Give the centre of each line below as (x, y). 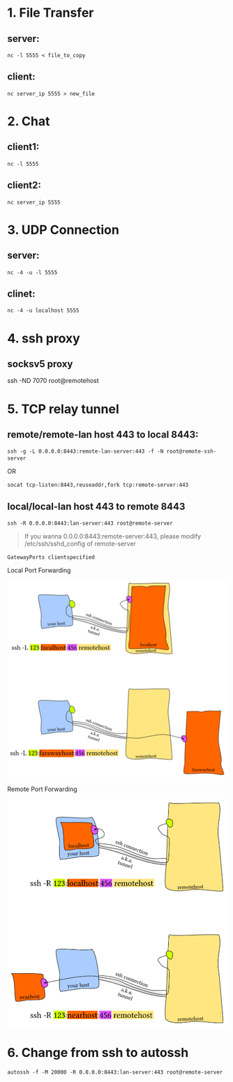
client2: (24, 185)
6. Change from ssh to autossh (98, 1053)
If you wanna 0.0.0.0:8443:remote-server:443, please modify (112, 536)
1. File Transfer (51, 13)
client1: (23, 147)
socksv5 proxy (40, 364)
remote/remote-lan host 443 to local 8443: (103, 435)
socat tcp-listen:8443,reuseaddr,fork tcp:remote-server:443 (98, 485)
